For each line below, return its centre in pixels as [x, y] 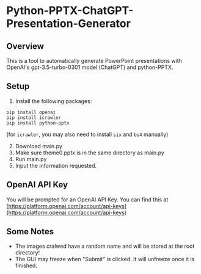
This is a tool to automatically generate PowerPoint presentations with [94, 61]
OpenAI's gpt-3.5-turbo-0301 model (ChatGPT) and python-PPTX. [90, 67]
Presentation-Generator [69, 23]
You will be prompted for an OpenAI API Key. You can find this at [87, 200]
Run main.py [31, 159]
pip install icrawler [34, 117]
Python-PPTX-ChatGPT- [70, 11]
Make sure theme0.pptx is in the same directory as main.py [90, 153]
